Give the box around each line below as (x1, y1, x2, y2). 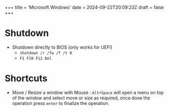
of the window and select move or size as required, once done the (12, 95, 150, 101)
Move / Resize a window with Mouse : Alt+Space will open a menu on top (12, 89, 164, 95)
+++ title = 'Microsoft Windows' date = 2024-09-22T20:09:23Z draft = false (5, 5, 164, 10)
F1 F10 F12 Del (19, 56, 52, 61)
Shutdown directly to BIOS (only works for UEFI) (12, 44, 112, 50)
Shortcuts (5, 73, 48, 84)
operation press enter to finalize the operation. (12, 100, 110, 106)
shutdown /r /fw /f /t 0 (19, 50, 72, 55)
